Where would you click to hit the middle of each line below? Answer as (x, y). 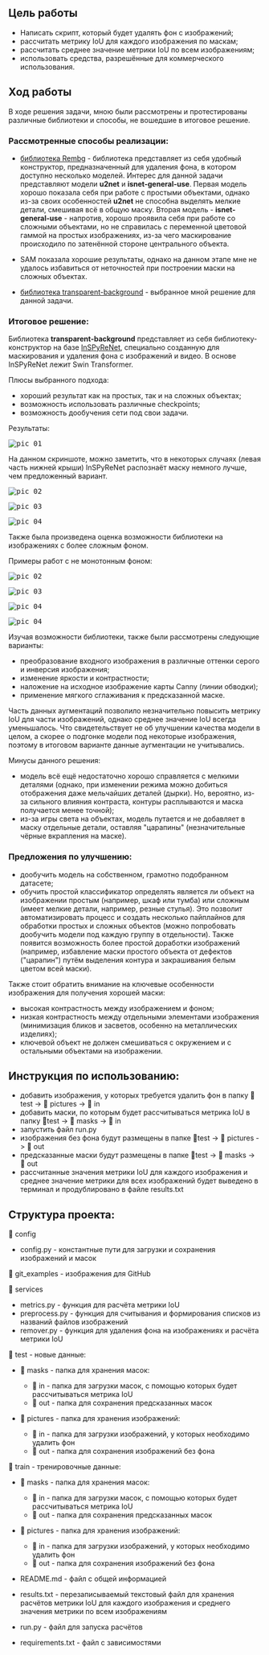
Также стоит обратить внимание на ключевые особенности (111, 984)
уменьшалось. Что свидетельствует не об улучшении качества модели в (134, 728)
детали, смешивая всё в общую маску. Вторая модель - (117, 209)
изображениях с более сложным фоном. (78, 545)
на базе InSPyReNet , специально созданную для (137, 347)
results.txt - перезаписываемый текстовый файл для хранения (127, 1595)
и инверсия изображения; (65, 670)
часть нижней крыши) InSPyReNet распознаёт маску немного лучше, (128, 468)
